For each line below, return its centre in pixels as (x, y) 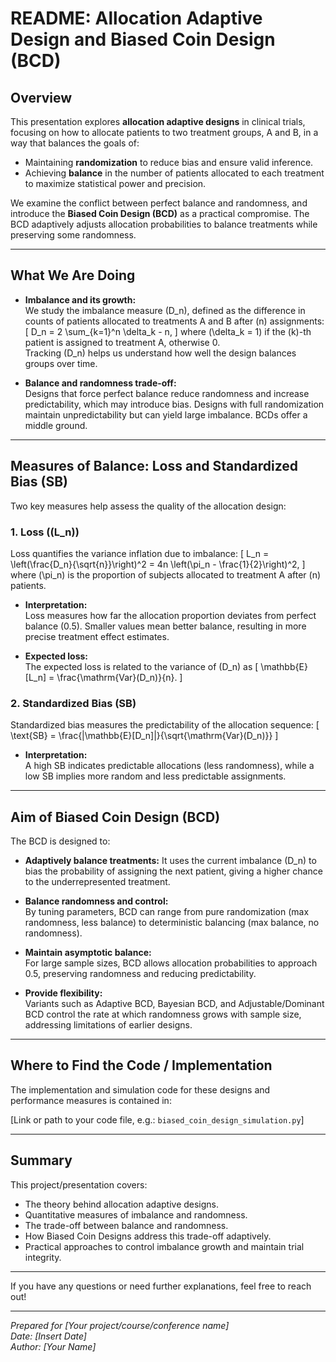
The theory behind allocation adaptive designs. (122, 1204)
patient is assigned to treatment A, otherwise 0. (122, 342)
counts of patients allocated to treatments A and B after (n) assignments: (174, 321)
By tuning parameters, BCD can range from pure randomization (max (167, 912)
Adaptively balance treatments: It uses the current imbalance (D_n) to (170, 861)
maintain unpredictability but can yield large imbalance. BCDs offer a (166, 414)
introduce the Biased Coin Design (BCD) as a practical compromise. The (160, 213)
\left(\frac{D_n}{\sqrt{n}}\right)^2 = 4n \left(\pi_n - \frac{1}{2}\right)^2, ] (158, 564)
